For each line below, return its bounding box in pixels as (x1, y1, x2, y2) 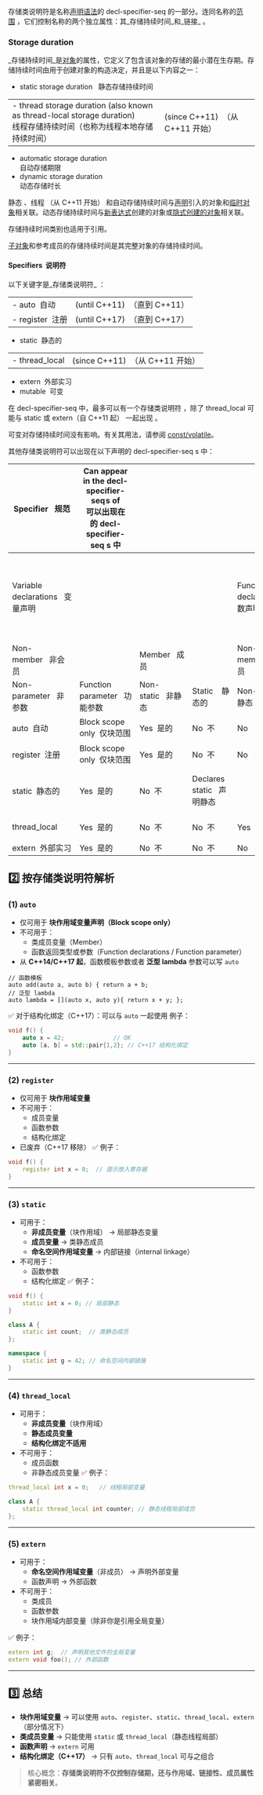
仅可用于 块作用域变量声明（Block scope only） (19, 918, 175, 927)
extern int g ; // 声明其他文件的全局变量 (8, 1648, 135, 1656)
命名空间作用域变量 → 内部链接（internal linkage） (31, 1247, 194, 1256)
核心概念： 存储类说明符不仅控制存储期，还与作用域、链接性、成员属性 (27, 1768, 254, 1778)
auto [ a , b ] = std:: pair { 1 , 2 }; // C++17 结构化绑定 (22, 1041, 189, 1049)
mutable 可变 (19, 386, 64, 396)
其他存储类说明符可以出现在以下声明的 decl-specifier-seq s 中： (8, 446, 215, 455)
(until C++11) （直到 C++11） (74, 299, 189, 310)
